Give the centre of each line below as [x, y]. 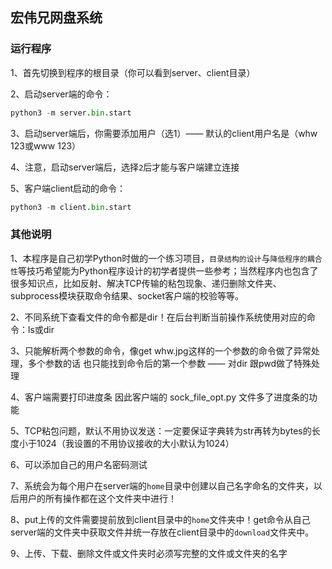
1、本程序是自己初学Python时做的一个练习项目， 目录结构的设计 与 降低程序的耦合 [166, 258]
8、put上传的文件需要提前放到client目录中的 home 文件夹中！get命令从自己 [160, 519]
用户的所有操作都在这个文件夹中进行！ [97, 498]
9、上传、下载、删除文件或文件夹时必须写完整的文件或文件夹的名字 [149, 553]
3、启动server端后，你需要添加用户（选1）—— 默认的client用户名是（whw [164, 133]
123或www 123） [46, 145]
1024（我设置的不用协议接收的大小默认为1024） [135, 443]
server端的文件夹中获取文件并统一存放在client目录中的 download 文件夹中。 [162, 532]
